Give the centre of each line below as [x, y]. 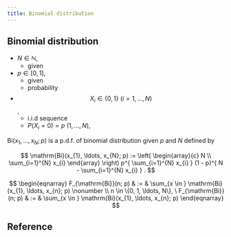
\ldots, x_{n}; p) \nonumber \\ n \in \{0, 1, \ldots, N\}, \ [102, 190]
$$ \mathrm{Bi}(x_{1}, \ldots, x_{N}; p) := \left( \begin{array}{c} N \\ [116, 155]
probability [43, 88]
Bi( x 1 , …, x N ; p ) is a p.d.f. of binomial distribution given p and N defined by [111, 142]
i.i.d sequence [47, 118]
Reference [30, 227]
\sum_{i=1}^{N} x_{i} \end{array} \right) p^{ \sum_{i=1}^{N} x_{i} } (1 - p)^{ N [116, 163]
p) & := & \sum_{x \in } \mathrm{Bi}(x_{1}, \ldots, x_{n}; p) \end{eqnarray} [120, 198]
